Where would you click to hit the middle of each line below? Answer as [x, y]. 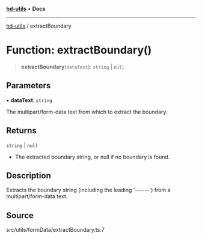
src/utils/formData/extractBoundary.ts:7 [56, 230]
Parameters [29, 86]
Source [20, 215]
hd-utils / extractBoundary [39, 26]
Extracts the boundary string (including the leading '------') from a [88, 190]
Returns [22, 131]
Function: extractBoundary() [79, 50]
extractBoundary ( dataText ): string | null [73, 67]
